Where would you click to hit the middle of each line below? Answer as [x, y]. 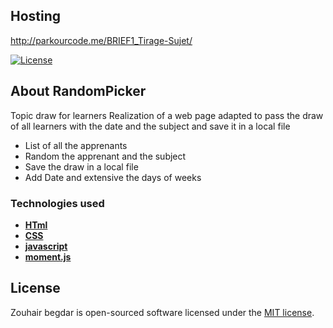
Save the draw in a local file [81, 166]
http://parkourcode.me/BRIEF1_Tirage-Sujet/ [101, 40]
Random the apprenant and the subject [105, 156]
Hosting [36, 16]
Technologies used [57, 203]
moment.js [48, 256]
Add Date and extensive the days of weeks [113, 177]
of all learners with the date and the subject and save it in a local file [150, 126]
